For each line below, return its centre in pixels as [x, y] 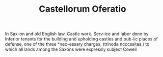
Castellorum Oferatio [82, 9]
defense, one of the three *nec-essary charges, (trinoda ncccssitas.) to [77, 44]
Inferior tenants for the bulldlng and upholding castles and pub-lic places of [81, 39]
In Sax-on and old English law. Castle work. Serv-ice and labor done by [77, 34]
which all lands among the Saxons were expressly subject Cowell [71, 49]
